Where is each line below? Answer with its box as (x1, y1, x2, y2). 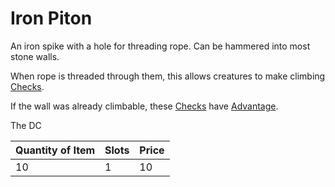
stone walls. (10, 50, 60, 62)
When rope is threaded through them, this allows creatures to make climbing (10, 70, 326, 82)
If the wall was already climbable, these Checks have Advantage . (10, 100, 279, 112)
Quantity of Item (15, 143, 96, 157)
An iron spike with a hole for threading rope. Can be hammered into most (10, 40, 311, 52)
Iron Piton (10, 7, 93, 30)
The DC (10, 119, 42, 131)
